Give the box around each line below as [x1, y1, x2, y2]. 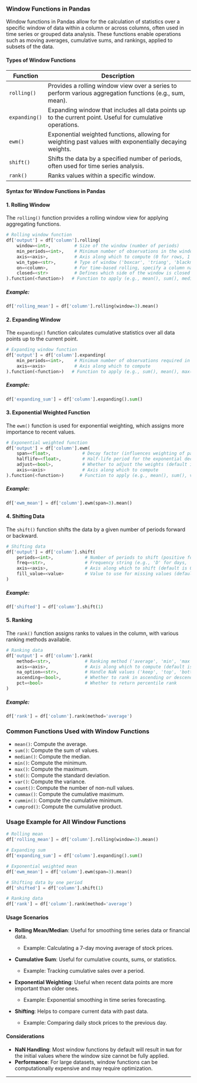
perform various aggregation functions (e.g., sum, [47, 89, 185, 97]
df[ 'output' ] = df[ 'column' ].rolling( [6, 237, 101, 243]
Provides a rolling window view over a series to [47, 81, 177, 90]
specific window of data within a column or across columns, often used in [6, 24, 184, 31]
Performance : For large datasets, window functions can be [14, 1058, 158, 1065]
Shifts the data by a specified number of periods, [47, 154, 182, 163]
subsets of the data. [6, 43, 55, 50]
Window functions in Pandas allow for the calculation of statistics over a [6, 18, 180, 25]
